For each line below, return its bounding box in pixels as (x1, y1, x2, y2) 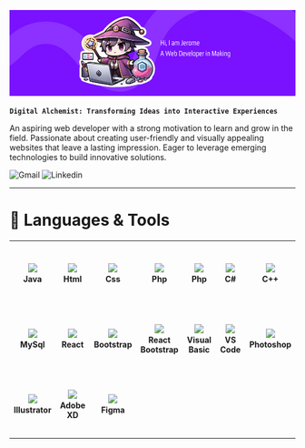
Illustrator (13, 404, 52, 415)
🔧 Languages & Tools (9, 210, 171, 230)
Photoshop (249, 339, 292, 351)
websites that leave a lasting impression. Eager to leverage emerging (9, 142, 267, 153)
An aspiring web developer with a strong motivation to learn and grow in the (9, 123, 293, 134)
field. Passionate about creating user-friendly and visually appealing (9, 133, 265, 144)
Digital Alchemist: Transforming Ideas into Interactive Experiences (9, 107, 279, 117)
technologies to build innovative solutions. (9, 152, 167, 163)
